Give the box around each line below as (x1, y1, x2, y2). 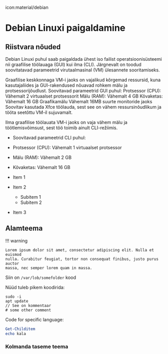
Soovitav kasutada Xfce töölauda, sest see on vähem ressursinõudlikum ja (5, 104, 162, 110)
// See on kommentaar (5, 303, 52, 308)
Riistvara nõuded (5, 42, 61, 51)
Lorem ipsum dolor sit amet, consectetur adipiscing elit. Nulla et (5, 247, 154, 252)
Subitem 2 (20, 199, 42, 205)
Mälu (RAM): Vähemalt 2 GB (12, 154, 72, 160)
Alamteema (5, 224, 43, 233)
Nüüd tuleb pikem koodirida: (5, 284, 65, 290)
